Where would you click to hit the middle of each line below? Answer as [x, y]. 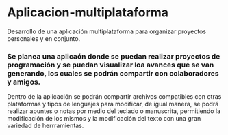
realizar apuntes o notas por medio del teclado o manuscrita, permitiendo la [114, 111]
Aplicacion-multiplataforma [88, 13]
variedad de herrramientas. [46, 126]
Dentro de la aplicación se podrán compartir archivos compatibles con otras [114, 97]
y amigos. [24, 82]
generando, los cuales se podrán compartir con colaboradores [113, 73]
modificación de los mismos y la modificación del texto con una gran [104, 119]
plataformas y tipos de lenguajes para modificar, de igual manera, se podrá [113, 104]
